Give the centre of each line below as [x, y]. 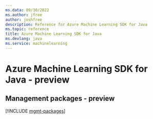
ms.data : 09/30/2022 [27, 10]
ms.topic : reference [27, 29]
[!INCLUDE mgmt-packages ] [35, 111]
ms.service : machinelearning [36, 44]
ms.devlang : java [24, 39]
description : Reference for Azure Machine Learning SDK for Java [76, 24]
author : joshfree [24, 19]
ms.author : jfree [24, 15]
